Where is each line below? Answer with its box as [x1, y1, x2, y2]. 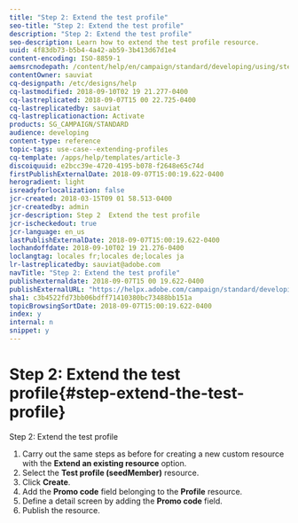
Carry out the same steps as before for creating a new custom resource [21, 449, 285, 459]
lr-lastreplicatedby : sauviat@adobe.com [9, 261, 161, 269]
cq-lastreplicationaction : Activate [9, 112, 145, 121]
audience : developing [9, 129, 90, 137]
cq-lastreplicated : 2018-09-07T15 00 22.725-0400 [9, 95, 197, 105]
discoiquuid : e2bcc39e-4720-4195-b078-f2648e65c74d [9, 161, 204, 170]
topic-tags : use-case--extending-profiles [9, 144, 169, 153]
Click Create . [21, 476, 71, 488]
